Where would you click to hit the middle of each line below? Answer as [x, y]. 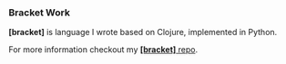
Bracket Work [39, 13]
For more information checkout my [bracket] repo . [103, 50]
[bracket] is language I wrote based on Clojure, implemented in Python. [143, 32]
